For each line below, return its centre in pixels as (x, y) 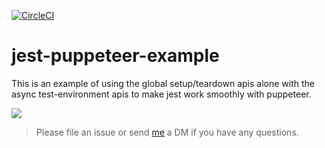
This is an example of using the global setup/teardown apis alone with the (163, 83)
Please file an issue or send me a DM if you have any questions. (167, 132)
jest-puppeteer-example (115, 56)
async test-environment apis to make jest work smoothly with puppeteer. (161, 94)
